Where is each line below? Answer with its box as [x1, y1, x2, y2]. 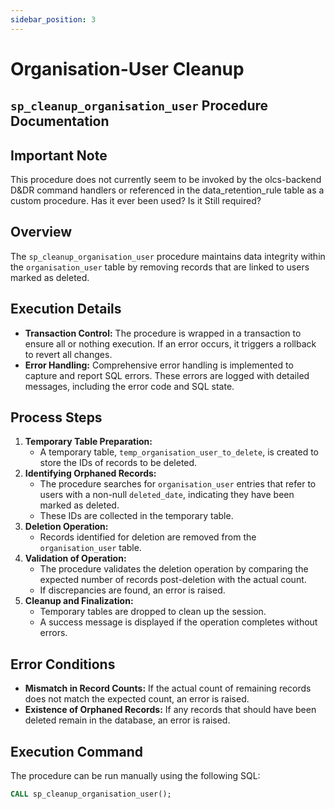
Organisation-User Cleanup [10, 57, 245, 80]
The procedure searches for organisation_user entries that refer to [39, 478, 317, 490]
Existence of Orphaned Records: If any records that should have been [24, 704, 317, 716]
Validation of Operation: [24, 552, 127, 565]
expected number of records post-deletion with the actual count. [39, 574, 307, 586]
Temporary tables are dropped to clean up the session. [39, 606, 267, 618]
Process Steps [10, 409, 103, 426]
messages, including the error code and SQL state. [24, 380, 235, 392]
